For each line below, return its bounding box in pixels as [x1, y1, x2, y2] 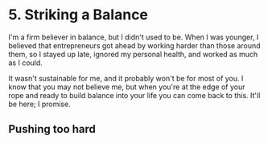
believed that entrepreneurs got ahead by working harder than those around [8, 40, 261, 50]
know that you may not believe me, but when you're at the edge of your [8, 82, 245, 92]
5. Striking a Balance [8, 6, 149, 24]
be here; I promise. [8, 99, 71, 109]
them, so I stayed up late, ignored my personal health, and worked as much [8, 49, 258, 59]
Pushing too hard [8, 122, 97, 136]
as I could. [8, 58, 43, 68]
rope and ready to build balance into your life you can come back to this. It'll [8, 90, 261, 100]
